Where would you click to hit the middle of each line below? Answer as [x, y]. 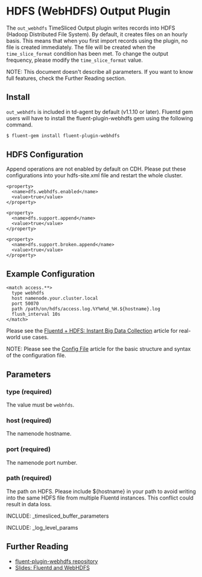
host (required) [29, 420]
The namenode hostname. [39, 434]
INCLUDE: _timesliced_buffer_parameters [58, 516]
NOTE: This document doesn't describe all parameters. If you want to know [100, 71]
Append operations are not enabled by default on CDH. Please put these [96, 169]
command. [20, 125]
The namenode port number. [42, 462]
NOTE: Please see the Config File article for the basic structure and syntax [99, 349]
